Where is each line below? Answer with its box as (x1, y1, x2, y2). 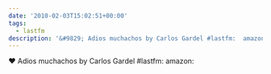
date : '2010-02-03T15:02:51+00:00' (8, 11, 128, 20)
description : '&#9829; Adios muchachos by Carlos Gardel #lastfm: (8, 34, 236, 43)
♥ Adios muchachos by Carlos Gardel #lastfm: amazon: (8, 56, 194, 66)
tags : (8, 19, 27, 27)
